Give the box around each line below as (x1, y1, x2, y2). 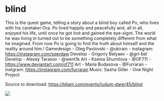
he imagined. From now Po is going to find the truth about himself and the (5, 40, 155, 46)
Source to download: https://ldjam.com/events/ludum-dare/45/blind (5, 81, 143, 87)
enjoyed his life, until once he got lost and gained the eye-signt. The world (5, 30, 156, 36)
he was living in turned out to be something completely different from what (5, 35, 157, 41)
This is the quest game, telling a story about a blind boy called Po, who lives (5, 20, 159, 25)
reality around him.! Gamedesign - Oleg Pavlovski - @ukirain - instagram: (5, 46, 154, 51)
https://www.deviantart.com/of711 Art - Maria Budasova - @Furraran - (5, 61, 147, 67)
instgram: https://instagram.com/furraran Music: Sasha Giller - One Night (5, 66, 154, 72)
